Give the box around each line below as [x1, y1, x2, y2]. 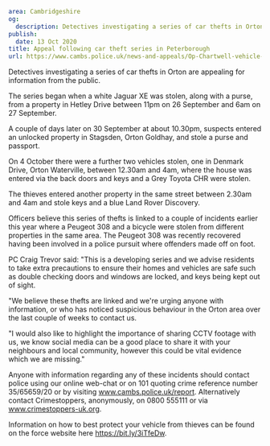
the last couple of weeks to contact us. [8, 313, 137, 323]
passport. [8, 141, 40, 151]
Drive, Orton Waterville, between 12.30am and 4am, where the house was [8, 165, 252, 175]
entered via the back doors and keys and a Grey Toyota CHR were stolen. [8, 174, 252, 184]
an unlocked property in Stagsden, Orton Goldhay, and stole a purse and [8, 133, 249, 142]
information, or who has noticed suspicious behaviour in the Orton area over [8, 304, 261, 314]
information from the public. [8, 76, 101, 85]
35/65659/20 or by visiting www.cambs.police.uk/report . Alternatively [8, 387, 240, 397]
